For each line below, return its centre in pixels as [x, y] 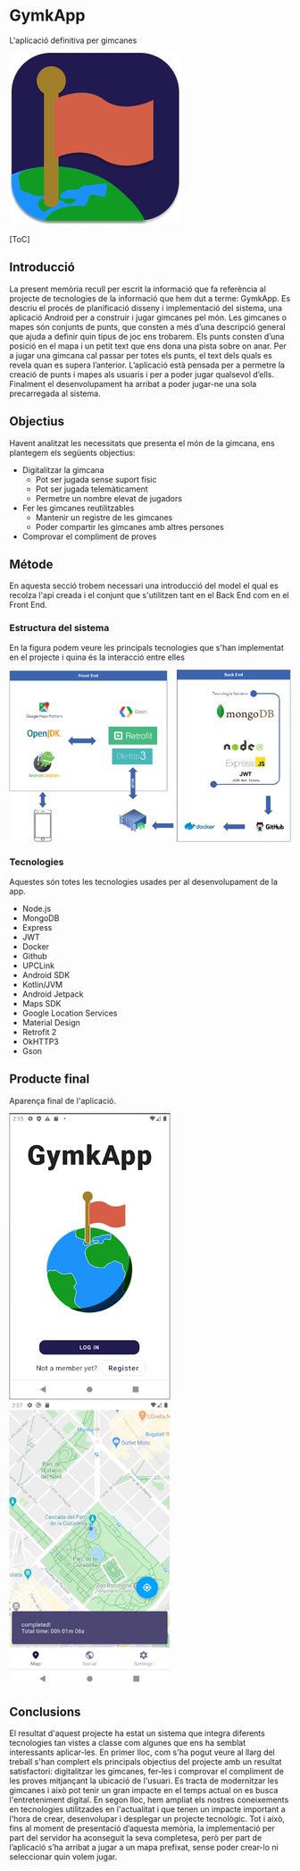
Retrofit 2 [39, 1032]
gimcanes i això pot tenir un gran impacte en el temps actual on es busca [144, 1791]
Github [34, 956]
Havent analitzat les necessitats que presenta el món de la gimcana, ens [142, 442]
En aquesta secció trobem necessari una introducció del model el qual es [144, 586]
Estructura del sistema [59, 628]
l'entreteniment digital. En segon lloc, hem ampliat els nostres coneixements [149, 1800]
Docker [36, 946]
